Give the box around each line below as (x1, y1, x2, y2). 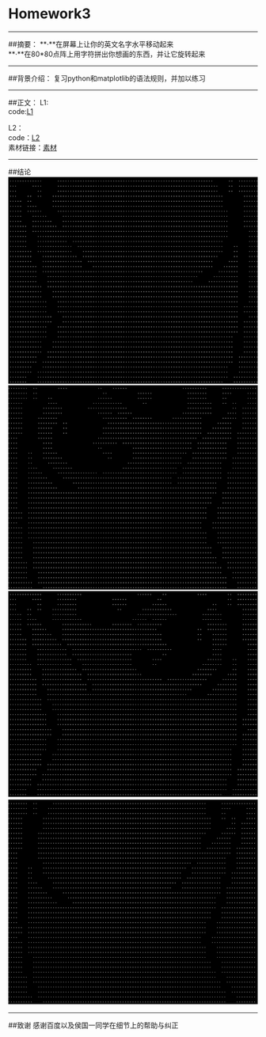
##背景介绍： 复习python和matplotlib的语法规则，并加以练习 (8, 73, 206, 83)
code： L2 (8, 132, 40, 142)
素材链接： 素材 (8, 142, 57, 152)
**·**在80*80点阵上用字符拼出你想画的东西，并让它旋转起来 (8, 49, 206, 59)
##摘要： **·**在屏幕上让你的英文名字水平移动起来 (8, 39, 174, 48)
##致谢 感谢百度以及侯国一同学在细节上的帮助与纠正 (8, 1020, 179, 1030)
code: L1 (8, 106, 34, 116)
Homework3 (8, 5, 91, 23)
